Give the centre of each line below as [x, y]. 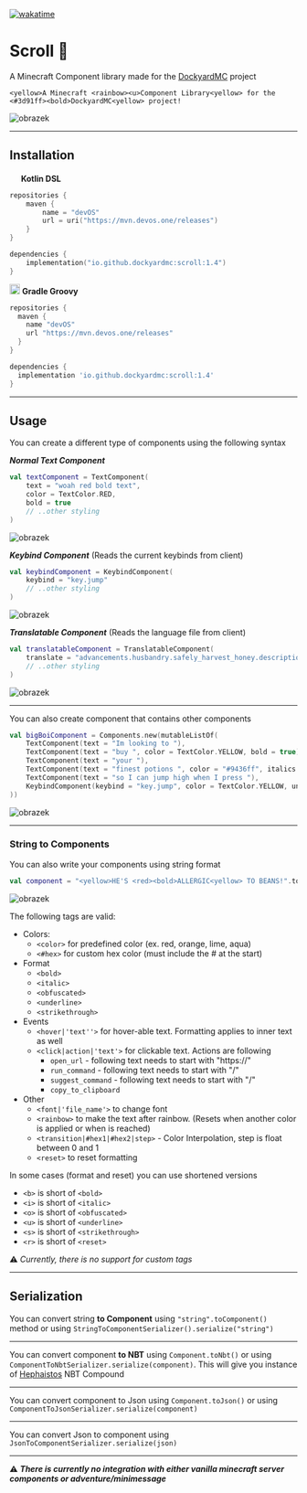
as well [49, 1040]
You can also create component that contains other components [130, 719]
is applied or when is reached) [93, 1128]
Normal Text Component [57, 461]
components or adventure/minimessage [88, 1478]
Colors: [36, 933]
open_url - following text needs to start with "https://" [150, 1060]
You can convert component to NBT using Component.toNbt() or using [141, 1354]
